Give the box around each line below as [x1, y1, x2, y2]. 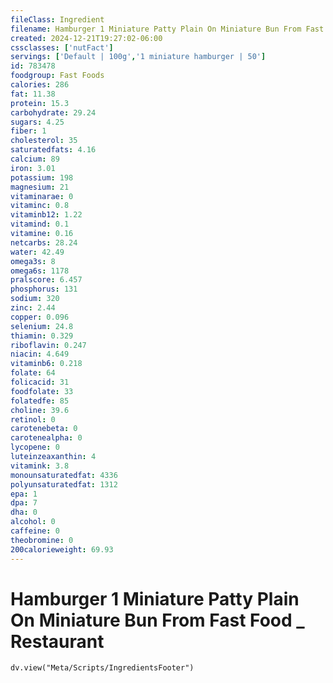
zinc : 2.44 [10, 303, 56, 313]
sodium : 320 [10, 294, 60, 304]
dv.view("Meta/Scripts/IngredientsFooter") [10, 663, 195, 673]
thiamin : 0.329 [10, 331, 74, 341]
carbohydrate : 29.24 [10, 107, 97, 118]
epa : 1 [10, 489, 38, 499]
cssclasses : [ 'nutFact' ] [10, 42, 114, 53]
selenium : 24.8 [10, 321, 74, 331]
